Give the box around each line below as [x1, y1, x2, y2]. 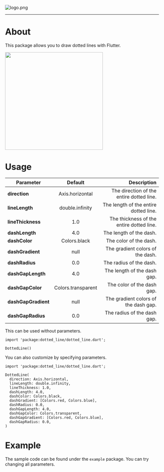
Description [128, 179, 157, 185]
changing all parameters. [5, 461, 55, 467]
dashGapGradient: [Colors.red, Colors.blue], [9, 415, 104, 420]
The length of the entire [102, 201, 157, 208]
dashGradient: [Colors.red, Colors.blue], [9, 398, 97, 403]
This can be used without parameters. [5, 328, 82, 334]
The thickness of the [109, 215, 157, 222]
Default [66, 179, 84, 185]
